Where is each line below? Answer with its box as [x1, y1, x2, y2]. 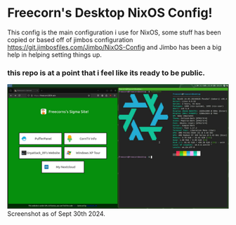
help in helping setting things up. [7, 50, 102, 59]
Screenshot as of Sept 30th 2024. [7, 209, 105, 218]
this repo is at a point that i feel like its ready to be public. [7, 68, 206, 78]
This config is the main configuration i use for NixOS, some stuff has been [7, 28, 221, 36]
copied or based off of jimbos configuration [7, 35, 133, 43]
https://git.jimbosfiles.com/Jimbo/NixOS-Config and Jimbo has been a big [7, 43, 222, 51]
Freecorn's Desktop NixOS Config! [7, 5, 213, 21]
